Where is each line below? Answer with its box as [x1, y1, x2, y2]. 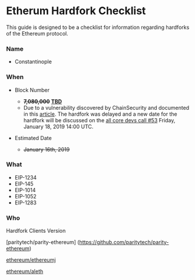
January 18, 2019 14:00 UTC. [23, 123, 94, 130]
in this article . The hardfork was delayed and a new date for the [23, 110, 178, 118]
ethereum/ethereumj [6, 256, 56, 263]
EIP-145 [14, 180, 34, 187]
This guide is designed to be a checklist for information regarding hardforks [6, 24, 190, 31]
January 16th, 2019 [23, 146, 70, 153]
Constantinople [14, 58, 52, 66]
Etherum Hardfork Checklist [6, 4, 146, 18]
